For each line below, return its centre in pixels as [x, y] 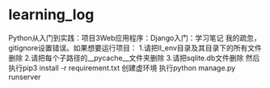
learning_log [51, 15]
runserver [25, 77]
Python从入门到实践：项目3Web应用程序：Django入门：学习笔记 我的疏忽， [135, 38]
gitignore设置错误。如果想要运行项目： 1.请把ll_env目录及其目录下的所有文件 [135, 48]
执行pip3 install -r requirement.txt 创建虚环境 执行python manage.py [122, 68]
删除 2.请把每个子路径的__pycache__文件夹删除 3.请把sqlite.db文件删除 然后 [134, 58]
